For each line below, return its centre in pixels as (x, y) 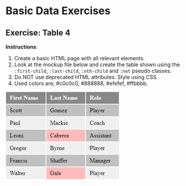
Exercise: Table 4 (38, 33)
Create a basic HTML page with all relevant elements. (79, 58)
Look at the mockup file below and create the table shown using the (97, 64)
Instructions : (22, 47)
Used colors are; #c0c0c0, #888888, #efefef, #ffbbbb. (81, 83)
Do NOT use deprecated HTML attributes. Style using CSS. (86, 77)
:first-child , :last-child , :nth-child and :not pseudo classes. (93, 71)
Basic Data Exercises (58, 11)
